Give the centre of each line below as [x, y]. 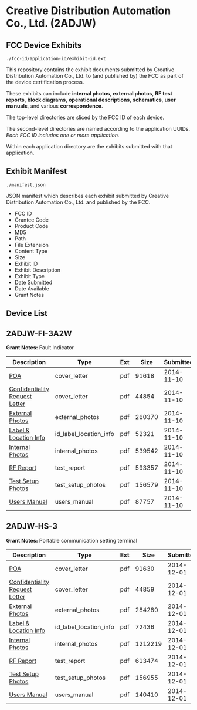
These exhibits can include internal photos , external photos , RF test [89, 93]
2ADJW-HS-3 [32, 526]
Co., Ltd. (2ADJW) [51, 23]
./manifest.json [26, 185]
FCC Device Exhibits [44, 45]
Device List [27, 313]
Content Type [31, 251]
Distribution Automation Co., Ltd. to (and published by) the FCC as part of [95, 76]
